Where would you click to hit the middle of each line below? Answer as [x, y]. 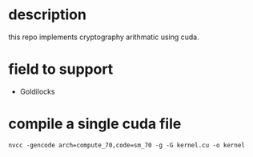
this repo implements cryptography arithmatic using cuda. [104, 37]
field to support [61, 69]
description [47, 15]
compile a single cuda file [95, 124]
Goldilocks [37, 91]
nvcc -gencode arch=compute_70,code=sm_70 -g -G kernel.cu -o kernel [127, 145]
